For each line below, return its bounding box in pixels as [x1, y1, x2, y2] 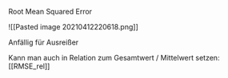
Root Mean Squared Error [8, 7, 93, 16]
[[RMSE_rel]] [8, 61, 50, 71]
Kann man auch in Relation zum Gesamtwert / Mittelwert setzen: [8, 53, 220, 62]
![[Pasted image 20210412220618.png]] [8, 22, 138, 31]
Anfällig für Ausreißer [8, 37, 79, 47]
